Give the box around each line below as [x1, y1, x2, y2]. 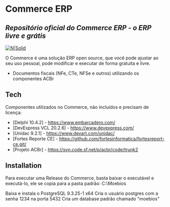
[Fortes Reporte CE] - [12, 135, 58, 142]
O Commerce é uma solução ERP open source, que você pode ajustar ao [5, 55, 159, 61]
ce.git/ [12, 141, 27, 147]
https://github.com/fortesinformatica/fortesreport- [59, 135, 165, 142]
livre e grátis [5, 31, 46, 40]
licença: [5, 109, 22, 116]
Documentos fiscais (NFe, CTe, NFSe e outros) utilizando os [12, 70, 139, 76]
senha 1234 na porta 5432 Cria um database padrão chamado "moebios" [5, 195, 160, 202]
